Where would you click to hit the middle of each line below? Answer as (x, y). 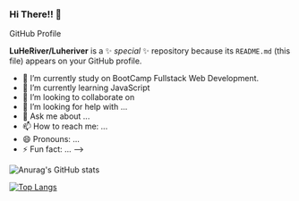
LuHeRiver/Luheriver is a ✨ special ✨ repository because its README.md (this (150, 51)
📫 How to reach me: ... (65, 126)
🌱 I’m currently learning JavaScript (86, 88)
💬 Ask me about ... (56, 116)
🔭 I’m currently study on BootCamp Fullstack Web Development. (141, 79)
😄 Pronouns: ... (51, 139)
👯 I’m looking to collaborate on (78, 97)
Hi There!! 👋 (36, 14)
